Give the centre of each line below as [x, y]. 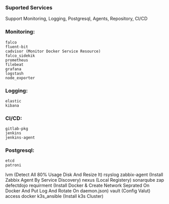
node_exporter [20, 78]
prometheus [17, 60]
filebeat [14, 64]
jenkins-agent [20, 138]
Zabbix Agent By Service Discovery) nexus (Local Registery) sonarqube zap [85, 180]
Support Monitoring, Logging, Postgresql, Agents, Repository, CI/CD [76, 19]
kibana [12, 106]
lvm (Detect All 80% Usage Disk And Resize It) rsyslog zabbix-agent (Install [84, 175]
